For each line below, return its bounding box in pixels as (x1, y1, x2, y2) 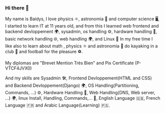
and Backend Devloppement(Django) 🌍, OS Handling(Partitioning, (5, 82, 139, 88)
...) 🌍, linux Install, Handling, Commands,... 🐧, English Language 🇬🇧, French (5, 95, 161, 101)
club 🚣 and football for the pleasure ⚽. (5, 49, 83, 55)
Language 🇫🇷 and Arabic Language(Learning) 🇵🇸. (5, 102, 110, 108)
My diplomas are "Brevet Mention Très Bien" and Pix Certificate (5, 60, 134, 66)
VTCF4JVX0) (5, 65, 32, 71)
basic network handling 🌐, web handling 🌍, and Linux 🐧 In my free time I (5, 36, 153, 42)
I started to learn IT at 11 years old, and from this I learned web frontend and (5, 23, 159, 29)
